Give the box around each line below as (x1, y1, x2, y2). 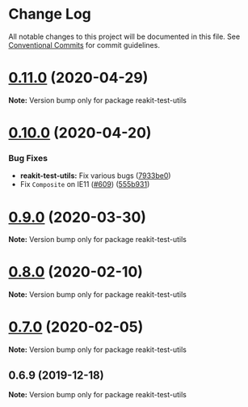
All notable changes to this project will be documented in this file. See (8, 32, 241, 41)
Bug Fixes (8, 152, 48, 163)
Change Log (8, 5, 91, 23)
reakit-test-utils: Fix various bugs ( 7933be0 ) (19, 171, 171, 180)
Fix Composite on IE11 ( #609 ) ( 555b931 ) (19, 180, 150, 189)
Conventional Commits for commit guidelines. (8, 40, 160, 49)
